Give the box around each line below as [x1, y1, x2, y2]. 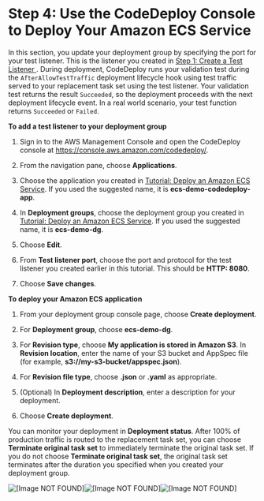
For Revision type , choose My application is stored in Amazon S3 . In [19, 340, 247, 350]
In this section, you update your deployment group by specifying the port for [8, 47, 257, 57]
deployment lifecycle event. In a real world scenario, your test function [8, 98, 237, 107]
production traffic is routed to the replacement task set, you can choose [8, 435, 242, 444]
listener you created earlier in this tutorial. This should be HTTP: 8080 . [19, 264, 250, 273]
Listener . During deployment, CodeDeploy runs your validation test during [8, 64, 250, 73]
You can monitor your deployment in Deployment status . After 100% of [8, 426, 240, 436]
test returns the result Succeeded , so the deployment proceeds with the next [8, 89, 254, 99]
